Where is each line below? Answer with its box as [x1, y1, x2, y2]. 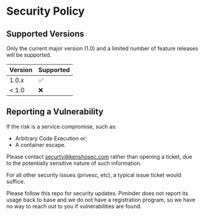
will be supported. [6, 51, 52, 59]
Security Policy [6, 4, 85, 18]
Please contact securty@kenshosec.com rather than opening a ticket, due [6, 153, 193, 160]
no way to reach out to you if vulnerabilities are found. [6, 203, 142, 210]
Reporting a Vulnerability [6, 107, 104, 117]
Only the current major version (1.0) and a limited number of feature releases [6, 45, 199, 52]
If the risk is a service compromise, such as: [6, 123, 117, 130]
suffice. [6, 178, 26, 185]
